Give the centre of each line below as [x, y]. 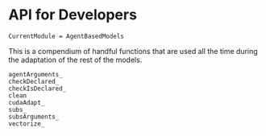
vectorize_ [27, 124]
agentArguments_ [35, 74]
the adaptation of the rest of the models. [75, 60]
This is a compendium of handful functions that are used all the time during [133, 51]
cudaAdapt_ [27, 102]
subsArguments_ [34, 117]
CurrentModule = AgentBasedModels [66, 36]
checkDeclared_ [34, 81]
